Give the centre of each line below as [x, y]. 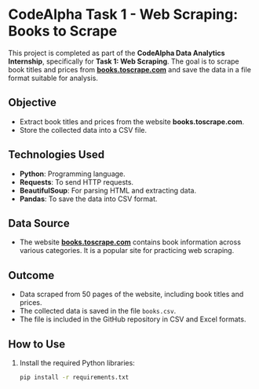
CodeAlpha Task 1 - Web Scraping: [123, 15]
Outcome [31, 275]
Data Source [39, 223]
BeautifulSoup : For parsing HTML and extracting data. [108, 190]
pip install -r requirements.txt [74, 377]
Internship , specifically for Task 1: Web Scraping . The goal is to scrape [124, 61]
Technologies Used [56, 155]
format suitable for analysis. [53, 78]
